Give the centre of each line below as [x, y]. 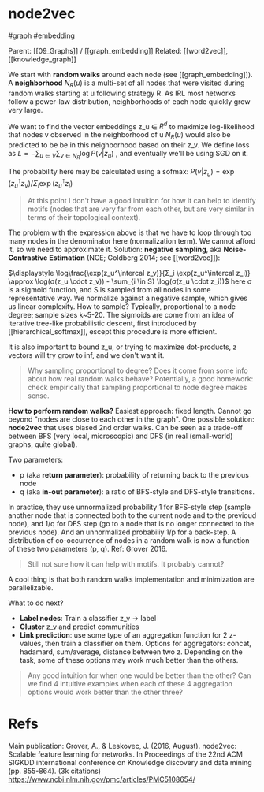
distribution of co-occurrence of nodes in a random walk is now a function [129, 540]
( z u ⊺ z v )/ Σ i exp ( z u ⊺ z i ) [41, 184]
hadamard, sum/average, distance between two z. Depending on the [131, 652]
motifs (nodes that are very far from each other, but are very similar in [141, 209]
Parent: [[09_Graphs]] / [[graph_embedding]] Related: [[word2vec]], [118, 50]
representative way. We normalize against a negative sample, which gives [128, 298]
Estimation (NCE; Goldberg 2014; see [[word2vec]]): [134, 258]
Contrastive [28, 258]
